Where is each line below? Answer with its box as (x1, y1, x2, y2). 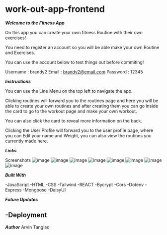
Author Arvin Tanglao (5, 224, 50, 230)
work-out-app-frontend (5, 3, 105, 15)
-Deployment (5, 211, 47, 219)
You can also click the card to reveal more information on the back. (5, 117, 143, 123)
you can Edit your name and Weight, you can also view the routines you (5, 132, 152, 138)
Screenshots (5, 157, 31, 163)
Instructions (5, 78, 31, 84)
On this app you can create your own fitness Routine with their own (5, 29, 143, 35)
